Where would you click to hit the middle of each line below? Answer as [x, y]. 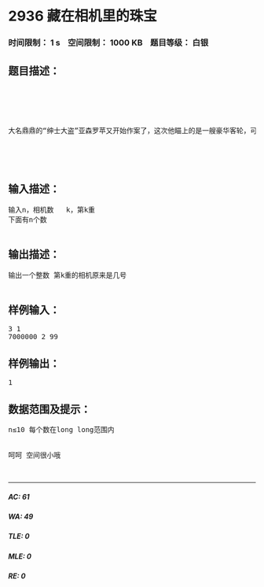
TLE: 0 [19, 537]
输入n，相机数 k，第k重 [52, 210]
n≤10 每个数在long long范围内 [62, 429]
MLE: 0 [20, 556]
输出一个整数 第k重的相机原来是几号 [68, 275]
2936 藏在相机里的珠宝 [82, 16]
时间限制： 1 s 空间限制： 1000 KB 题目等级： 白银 [108, 42]
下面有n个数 [27, 220]
